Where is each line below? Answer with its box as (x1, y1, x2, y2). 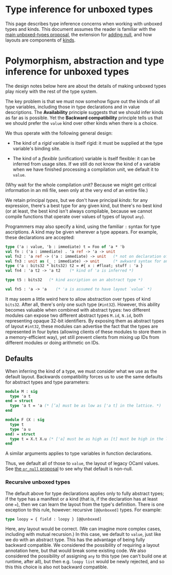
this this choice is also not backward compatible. (5, 564, 109, 570)
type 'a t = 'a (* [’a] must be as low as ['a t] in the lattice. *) (10, 403, 161, 409)
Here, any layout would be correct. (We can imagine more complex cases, (5, 526, 161, 532)
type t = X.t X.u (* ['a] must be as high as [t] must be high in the (10, 436, 164, 442)
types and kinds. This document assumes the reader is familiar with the (5, 26, 156, 32)
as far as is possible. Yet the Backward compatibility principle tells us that (5, 114, 163, 121)
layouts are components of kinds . (5, 37, 76, 43)
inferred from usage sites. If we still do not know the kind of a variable (12, 161, 160, 167)
